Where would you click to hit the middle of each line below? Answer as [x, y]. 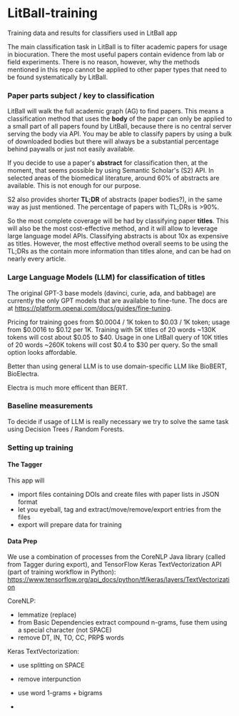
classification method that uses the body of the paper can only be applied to [120, 119]
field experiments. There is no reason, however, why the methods [103, 61]
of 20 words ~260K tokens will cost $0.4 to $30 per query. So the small [113, 345]
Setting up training [40, 448]
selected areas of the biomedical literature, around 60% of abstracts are [113, 178]
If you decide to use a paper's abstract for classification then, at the [108, 163]
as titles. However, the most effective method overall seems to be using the [118, 243]
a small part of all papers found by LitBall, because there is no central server [119, 126]
